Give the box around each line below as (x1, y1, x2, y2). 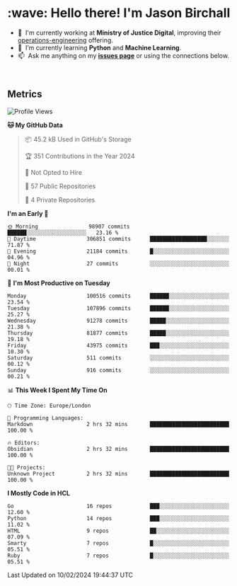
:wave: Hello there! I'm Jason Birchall (7, 5, 231, 21)
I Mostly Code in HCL (7, 488, 71, 497)
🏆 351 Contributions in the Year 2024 (24, 151, 135, 160)
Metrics (7, 88, 42, 100)
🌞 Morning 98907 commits (7, 223, 130, 230)
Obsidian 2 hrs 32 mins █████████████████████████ (7, 445, 230, 452)
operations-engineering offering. (17, 35, 113, 44)
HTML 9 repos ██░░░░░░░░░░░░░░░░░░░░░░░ (7, 527, 230, 534)
